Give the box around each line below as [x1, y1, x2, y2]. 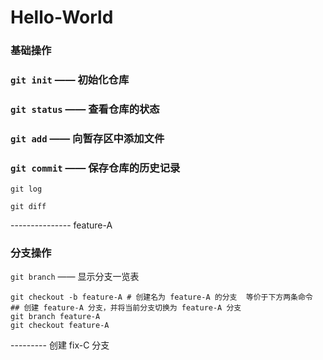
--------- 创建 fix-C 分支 [10, 339, 110, 351]
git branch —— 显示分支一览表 [10, 271, 140, 283]
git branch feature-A [10, 312, 101, 322]
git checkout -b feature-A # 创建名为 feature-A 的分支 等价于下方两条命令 [10, 292, 313, 303]
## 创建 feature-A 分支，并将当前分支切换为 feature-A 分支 [10, 303, 242, 313]
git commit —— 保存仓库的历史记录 [10, 161, 181, 175]
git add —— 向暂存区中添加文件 [10, 131, 165, 145]
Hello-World [10, 6, 114, 29]
